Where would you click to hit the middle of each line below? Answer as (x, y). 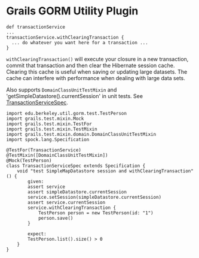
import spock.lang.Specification (48, 139)
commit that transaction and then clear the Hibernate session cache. (91, 65)
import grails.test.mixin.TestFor (49, 124)
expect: (37, 234)
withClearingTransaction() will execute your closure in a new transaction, (97, 59)
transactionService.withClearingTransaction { (65, 37)
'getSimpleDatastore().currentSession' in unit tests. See (75, 96)
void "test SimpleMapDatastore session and (72, 171)
